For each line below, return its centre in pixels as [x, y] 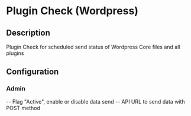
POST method [23, 108]
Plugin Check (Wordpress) [72, 11]
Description [28, 33]
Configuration [33, 72]
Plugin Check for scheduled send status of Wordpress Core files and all [93, 47]
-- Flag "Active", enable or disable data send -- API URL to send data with [96, 101]
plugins [15, 53]
